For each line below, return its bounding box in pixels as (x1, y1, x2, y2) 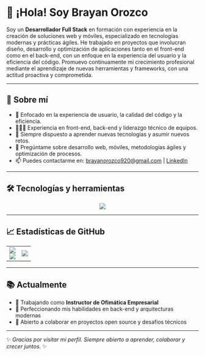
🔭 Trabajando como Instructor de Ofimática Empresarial (15, 299, 159, 306)
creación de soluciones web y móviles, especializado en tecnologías (6, 32, 179, 39)
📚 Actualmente (6, 280, 67, 290)
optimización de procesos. (15, 150, 82, 157)
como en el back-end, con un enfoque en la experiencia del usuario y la (6, 51, 187, 59)
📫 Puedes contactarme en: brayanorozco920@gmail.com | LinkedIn (15, 157, 188, 164)
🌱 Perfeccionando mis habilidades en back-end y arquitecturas (15, 305, 174, 313)
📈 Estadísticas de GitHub (6, 226, 106, 237)
